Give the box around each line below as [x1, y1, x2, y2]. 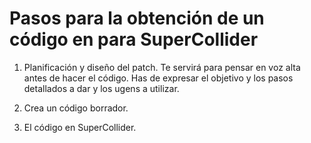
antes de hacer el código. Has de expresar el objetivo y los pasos [23, 72, 294, 84]
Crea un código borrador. [23, 102, 129, 114]
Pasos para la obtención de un [9, 7, 265, 30]
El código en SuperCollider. [23, 121, 137, 133]
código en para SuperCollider [9, 28, 259, 51]
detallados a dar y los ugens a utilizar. [23, 82, 180, 94]
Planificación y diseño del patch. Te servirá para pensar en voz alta [23, 61, 301, 73]
